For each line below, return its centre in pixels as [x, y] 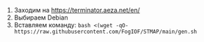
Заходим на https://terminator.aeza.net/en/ [77, 10]
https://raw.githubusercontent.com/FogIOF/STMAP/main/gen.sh [106, 31]
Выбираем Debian [41, 17]
